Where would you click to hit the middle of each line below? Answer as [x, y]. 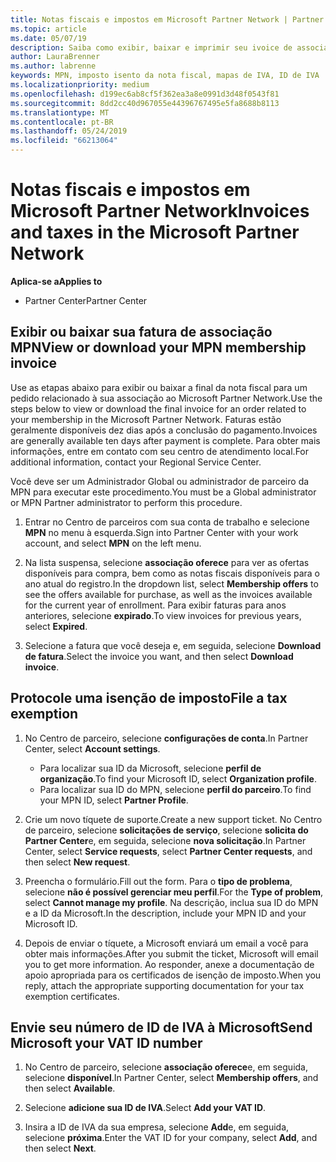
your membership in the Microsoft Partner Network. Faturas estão [146, 419]
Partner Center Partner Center [86, 300]
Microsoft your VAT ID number [106, 1042]
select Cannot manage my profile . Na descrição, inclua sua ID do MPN [171, 902]
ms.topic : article [48, 29]
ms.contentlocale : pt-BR [62, 122]
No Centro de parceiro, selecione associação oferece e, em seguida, [166, 1067]
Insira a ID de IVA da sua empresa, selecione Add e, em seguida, [157, 1127]
